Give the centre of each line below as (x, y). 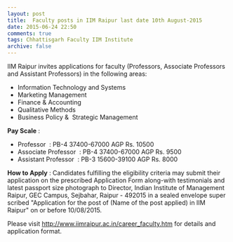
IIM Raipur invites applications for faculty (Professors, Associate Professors (116, 66)
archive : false (29, 46)
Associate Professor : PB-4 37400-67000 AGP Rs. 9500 (99, 152)
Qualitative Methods (46, 110)
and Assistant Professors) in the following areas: (77, 74)
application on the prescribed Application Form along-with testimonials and (116, 180)
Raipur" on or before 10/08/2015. (55, 210)
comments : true (29, 33)
